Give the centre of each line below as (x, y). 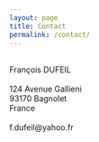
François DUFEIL (40, 70)
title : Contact (38, 26)
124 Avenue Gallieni (46, 89)
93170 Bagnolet (38, 99)
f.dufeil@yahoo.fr (41, 128)
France (22, 109)
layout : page (34, 18)
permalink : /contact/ (50, 34)
